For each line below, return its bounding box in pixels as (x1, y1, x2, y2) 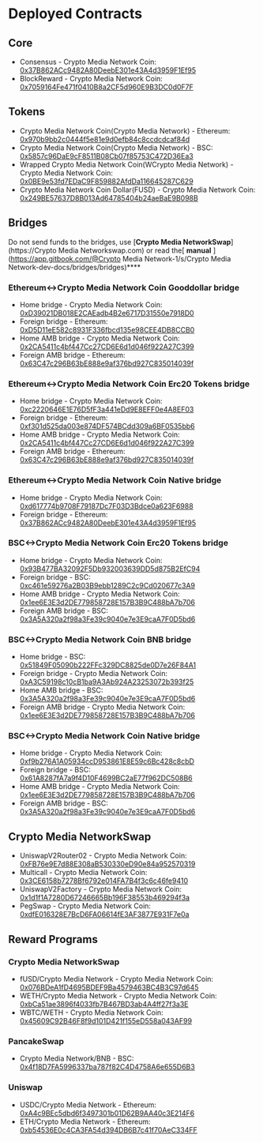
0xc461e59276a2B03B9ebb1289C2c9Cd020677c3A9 (19, 580, 196, 590)
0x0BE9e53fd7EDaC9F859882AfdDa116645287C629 (19, 176, 193, 186)
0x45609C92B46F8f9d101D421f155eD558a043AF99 (19, 1016, 192, 1025)
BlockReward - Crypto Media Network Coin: (19, 74, 163, 83)
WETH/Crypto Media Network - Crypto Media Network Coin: (19, 990, 217, 1000)
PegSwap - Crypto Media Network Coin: (19, 901, 152, 911)
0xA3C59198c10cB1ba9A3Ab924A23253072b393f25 (19, 677, 194, 687)
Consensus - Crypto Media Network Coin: (19, 57, 156, 66)
